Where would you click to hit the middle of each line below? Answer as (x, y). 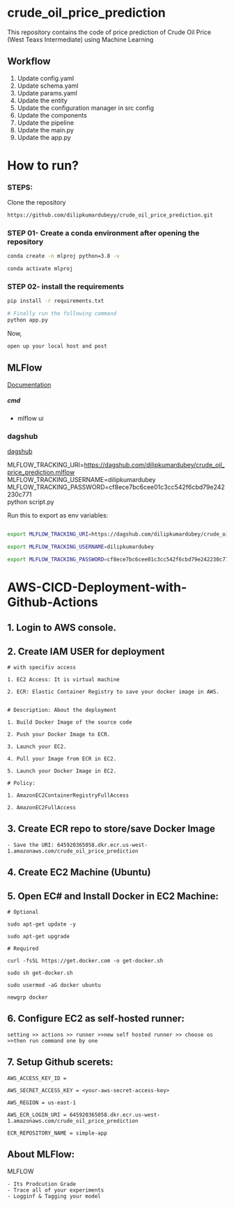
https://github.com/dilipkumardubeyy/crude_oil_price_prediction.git (110, 215)
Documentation (29, 384)
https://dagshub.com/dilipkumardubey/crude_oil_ (154, 465)
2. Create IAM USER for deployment (86, 652)
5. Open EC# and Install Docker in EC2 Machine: (113, 896)
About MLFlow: (41, 1154)
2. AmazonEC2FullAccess (42, 808)
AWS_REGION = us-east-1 (42, 1103)
